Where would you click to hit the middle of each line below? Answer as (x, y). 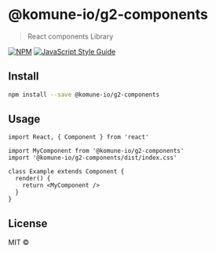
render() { (33, 179)
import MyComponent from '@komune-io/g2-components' (96, 151)
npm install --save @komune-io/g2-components (84, 95)
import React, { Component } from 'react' (79, 137)
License (28, 223)
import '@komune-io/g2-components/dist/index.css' (93, 158)
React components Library (70, 36)
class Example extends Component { (66, 172)
